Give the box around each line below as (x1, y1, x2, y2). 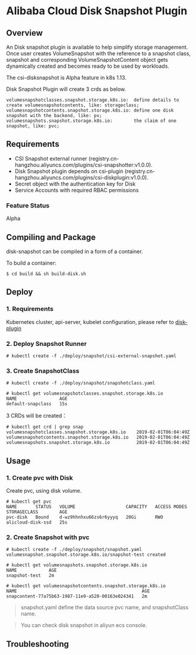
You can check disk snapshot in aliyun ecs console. (20, 622, 147, 629)
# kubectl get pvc (6, 498, 52, 505)
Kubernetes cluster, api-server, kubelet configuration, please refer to (6, 318, 174, 325)
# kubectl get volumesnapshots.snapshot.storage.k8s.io (6, 562, 147, 568)
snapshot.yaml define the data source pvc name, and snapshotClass (20, 604, 189, 611)
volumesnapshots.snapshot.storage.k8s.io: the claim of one (6, 118, 177, 124)
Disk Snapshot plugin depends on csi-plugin (14, 168, 124, 175)
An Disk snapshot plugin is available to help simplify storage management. (6, 43, 188, 51)
